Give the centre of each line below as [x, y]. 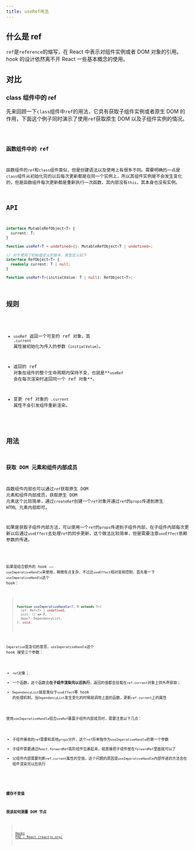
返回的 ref [25, 367]
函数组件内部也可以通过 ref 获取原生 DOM [47, 489]
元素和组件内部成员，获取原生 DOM [42, 495]
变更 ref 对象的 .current [41, 399]
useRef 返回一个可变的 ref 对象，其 [52, 336]
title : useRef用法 [27, 11]
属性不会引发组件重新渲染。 [42, 405]
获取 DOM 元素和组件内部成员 [42, 467]
